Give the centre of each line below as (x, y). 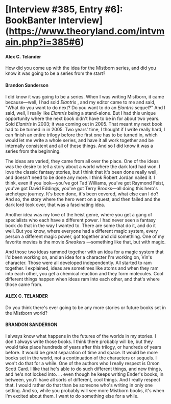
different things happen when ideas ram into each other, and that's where (82, 279)
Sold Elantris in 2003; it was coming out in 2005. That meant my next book (84, 124)
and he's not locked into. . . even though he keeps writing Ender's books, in (84, 374)
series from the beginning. (33, 151)
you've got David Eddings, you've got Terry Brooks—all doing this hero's (82, 188)
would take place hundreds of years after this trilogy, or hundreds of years (83, 347)
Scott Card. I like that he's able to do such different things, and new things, (84, 369)
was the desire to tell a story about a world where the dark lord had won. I (83, 166)
